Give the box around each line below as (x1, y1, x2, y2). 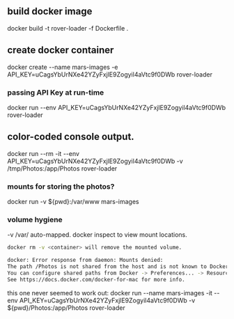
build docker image (7, 6, 93, 17)
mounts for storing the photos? (7, 181, 115, 191)
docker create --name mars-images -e (7, 63, 118, 71)
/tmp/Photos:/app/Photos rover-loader (7, 164, 118, 173)
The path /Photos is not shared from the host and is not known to (7, 263, 208, 270)
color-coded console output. (7, 131, 134, 143)
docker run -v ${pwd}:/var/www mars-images (7, 198, 139, 206)
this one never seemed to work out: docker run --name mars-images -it (7, 288, 212, 297)
